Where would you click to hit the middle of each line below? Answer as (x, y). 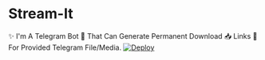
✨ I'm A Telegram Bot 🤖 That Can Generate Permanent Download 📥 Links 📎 (133, 36)
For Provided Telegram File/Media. (65, 47)
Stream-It (41, 14)
